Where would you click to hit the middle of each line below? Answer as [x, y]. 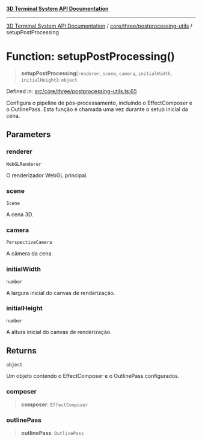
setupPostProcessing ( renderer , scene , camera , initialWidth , [96, 73]
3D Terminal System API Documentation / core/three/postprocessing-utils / [99, 26]
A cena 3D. [20, 214]
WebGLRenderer [24, 164]
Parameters [29, 135]
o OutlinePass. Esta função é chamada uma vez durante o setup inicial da [97, 109]
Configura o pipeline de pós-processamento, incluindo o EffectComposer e [99, 103]
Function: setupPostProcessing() [91, 57]
